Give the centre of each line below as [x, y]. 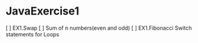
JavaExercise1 [43, 11]
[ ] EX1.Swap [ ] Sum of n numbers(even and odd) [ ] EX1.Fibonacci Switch [99, 28]
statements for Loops [33, 34]
